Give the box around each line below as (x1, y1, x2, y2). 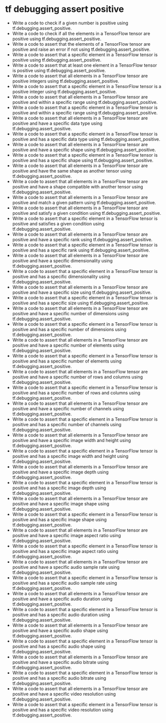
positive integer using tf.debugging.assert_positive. (12, 89, 117, 94)
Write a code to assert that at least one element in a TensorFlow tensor (12, 62, 157, 68)
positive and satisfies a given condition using (12, 220, 105, 227)
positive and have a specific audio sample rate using (12, 564, 120, 570)
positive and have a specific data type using (12, 120, 103, 126)
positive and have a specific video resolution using (12, 691, 116, 697)
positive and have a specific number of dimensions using (12, 310, 129, 316)
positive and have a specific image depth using (12, 469, 109, 475)
